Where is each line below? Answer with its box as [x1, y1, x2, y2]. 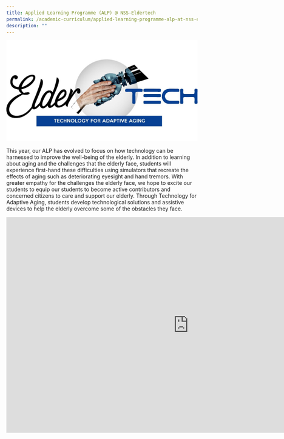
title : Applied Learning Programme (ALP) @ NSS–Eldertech [6, 10, 156, 16]
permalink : [6, 16, 34, 22]
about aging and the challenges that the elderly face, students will [6, 159, 172, 167]
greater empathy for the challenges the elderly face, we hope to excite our [6, 179, 192, 186]
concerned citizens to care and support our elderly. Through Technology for [6, 192, 197, 199]
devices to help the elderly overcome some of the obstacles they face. [6, 205, 183, 212]
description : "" [6, 22, 47, 28]
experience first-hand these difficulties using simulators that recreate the [6, 166, 189, 173]
